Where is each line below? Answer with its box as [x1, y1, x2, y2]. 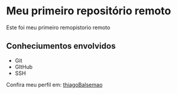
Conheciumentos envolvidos [6, 41, 116, 51]
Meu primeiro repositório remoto [6, 4, 172, 18]
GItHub [14, 63, 33, 70]
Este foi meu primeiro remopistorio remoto [6, 24, 111, 31]
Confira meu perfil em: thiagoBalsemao [6, 81, 103, 88]
